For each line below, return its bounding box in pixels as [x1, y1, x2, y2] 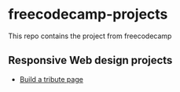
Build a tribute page [19, 74, 84, 83]
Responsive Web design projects [8, 54, 173, 67]
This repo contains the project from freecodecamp [8, 31, 172, 41]
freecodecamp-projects [8, 5, 168, 23]
